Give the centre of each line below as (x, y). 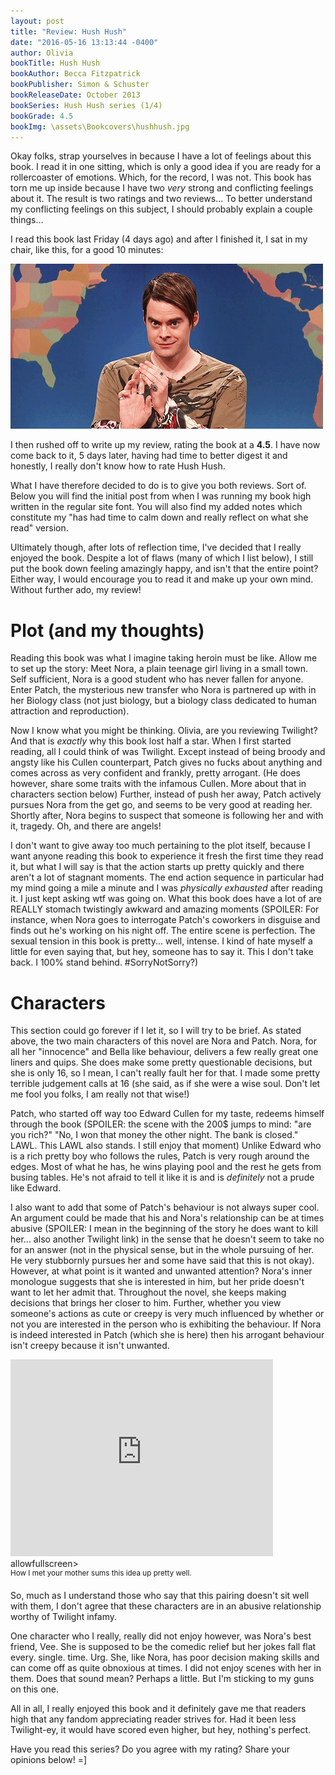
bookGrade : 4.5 (42, 116)
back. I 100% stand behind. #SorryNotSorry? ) (104, 962)
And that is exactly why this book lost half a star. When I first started (151, 741)
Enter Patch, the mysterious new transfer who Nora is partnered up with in (163, 690)
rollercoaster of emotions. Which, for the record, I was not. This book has (161, 177)
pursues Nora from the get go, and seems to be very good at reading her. (161, 805)
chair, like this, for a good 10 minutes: (87, 250)
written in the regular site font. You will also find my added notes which (156, 507)
